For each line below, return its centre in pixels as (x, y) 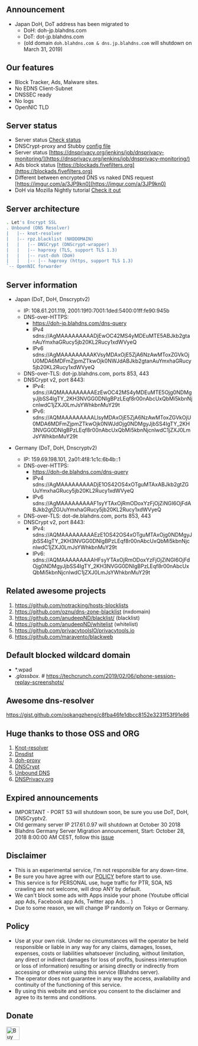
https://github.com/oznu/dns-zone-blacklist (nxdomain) (82, 611)
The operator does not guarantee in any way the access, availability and (103, 978)
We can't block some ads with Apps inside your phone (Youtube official (102, 895)
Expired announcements (52, 798)
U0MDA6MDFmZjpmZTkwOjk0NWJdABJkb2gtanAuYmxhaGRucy (112, 361)
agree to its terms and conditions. (56, 997)
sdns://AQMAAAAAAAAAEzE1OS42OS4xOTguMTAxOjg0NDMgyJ (112, 534)
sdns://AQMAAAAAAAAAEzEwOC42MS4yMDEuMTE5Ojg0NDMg (112, 392)
